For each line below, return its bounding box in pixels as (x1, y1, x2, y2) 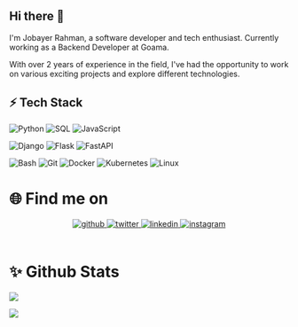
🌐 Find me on (9, 188, 109, 208)
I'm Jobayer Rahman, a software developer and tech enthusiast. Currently (9, 32, 279, 43)
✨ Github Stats (9, 261, 120, 282)
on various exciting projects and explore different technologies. (9, 68, 240, 79)
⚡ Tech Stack (9, 95, 83, 111)
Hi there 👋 (9, 9, 65, 24)
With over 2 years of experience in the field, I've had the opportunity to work (9, 58, 289, 69)
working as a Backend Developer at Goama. (9, 42, 170, 52)
